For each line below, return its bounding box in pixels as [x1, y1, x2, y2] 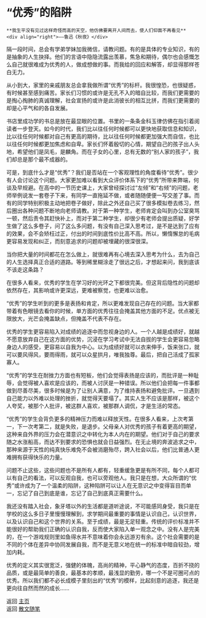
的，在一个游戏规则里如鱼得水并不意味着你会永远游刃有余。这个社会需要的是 [6, 533, 200, 540]
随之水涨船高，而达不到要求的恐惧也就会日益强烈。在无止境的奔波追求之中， [6, 438, 200, 445]
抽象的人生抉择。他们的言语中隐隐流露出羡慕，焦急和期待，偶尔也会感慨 [11, 53, 194, 60]
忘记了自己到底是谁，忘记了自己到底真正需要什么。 [17, 489, 146, 497]
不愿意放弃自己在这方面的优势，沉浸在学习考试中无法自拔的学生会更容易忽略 [6, 335, 200, 343]
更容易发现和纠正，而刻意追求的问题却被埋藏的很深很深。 [6, 237, 151, 245]
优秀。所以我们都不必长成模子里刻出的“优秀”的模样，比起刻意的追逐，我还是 [6, 576, 199, 584]
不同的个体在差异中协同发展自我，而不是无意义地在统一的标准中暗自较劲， [6, 540, 194, 548]
